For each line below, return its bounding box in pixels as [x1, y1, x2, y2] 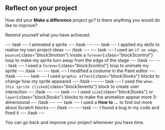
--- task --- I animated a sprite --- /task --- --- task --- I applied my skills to [5, 42, 160, 47]
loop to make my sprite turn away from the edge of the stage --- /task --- [5, 57, 155, 63]
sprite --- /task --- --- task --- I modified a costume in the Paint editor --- [5, 68, 155, 74]
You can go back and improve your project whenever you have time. [5, 119, 145, 125]
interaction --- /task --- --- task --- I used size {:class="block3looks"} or [5, 88, 154, 94]
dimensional [5, 99, 30, 105]
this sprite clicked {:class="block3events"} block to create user [5, 84, 140, 89]
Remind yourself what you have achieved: [5, 32, 91, 38]
